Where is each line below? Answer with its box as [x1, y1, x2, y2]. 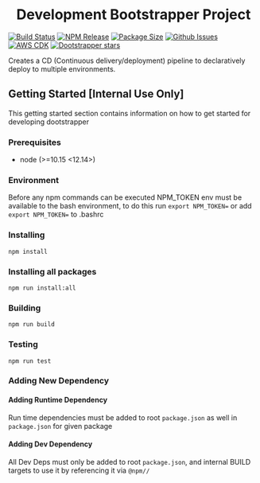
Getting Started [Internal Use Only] [8, 88, 184, 101]
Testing [8, 339, 38, 350]
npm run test [8, 356, 52, 365]
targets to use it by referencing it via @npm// [8, 465, 150, 475]
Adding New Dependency [8, 376, 110, 387]
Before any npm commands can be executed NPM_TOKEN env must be [8, 193, 243, 202]
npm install [8, 247, 48, 255]
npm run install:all [8, 284, 77, 292]
